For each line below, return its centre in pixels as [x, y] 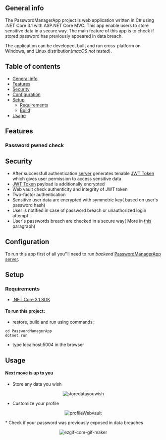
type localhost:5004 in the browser [48, 345]
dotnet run [16, 336]
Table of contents [33, 67]
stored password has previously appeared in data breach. [64, 36]
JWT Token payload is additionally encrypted [58, 184]
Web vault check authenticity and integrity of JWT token [70, 189]
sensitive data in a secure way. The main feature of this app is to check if [80, 31]
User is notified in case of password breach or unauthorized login [79, 210]
